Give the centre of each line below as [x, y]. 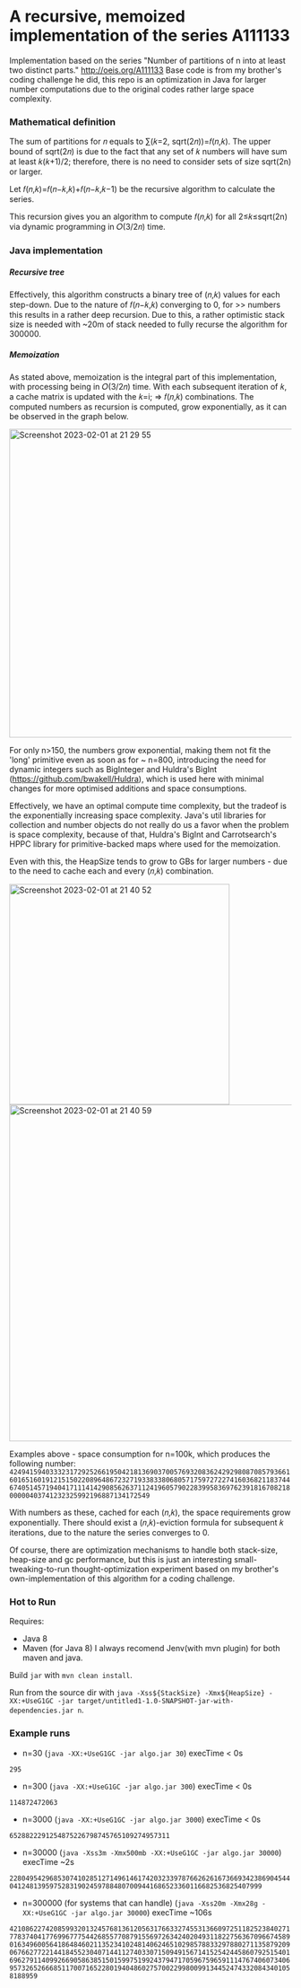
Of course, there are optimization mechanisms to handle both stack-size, [144, 1550]
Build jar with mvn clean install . [71, 1676]
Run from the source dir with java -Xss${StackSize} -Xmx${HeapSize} [138, 1693]
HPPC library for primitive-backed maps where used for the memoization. [145, 844]
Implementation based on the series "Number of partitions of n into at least [148, 60]
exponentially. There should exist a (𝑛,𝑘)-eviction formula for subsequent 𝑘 [146, 1523]
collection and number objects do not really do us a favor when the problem [149, 825]
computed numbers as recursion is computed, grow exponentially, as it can [148, 407]
